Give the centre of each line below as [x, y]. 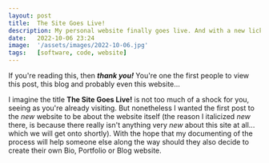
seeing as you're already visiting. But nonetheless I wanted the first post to [131, 108]
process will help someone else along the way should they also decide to [129, 142]
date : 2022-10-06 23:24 [51, 38]
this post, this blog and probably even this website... [94, 84]
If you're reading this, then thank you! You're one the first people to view [129, 76]
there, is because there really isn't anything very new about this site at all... [132, 125]
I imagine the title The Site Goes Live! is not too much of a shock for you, [129, 99]
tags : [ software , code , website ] [68, 53]
